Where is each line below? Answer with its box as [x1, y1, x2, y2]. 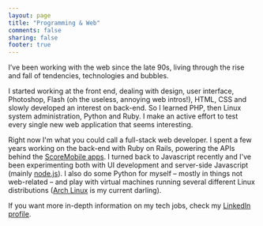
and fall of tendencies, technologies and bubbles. [8, 71, 169, 81]
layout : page [8, 11, 51, 20]
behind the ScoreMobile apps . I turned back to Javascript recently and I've [8, 152, 251, 162]
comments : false [8, 26, 62, 34]
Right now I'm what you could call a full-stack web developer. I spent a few [8, 135, 252, 145]
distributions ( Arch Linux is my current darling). [8, 186, 162, 195]
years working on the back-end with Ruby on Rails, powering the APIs [8, 144, 235, 153]
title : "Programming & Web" [8, 19, 101, 27]
